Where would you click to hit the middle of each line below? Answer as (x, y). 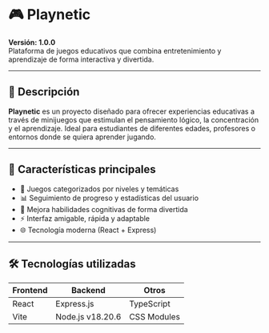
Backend (88, 291)
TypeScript (150, 304)
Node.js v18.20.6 (88, 317)
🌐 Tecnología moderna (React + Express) (88, 230)
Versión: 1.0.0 (32, 42)
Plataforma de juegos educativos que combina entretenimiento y (115, 50)
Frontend (30, 291)
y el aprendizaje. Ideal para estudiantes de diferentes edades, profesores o (132, 128)
